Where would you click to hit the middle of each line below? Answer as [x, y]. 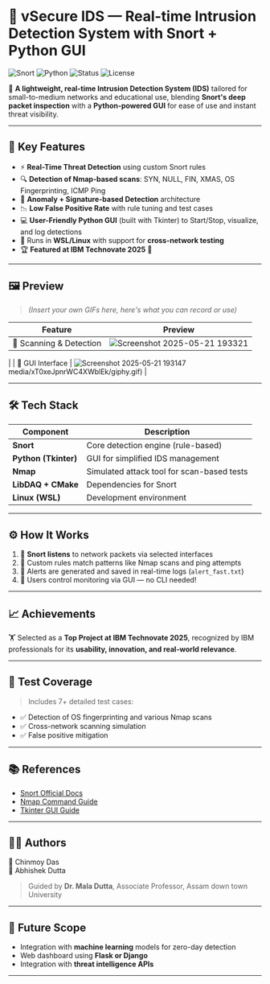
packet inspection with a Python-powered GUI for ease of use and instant [132, 105]
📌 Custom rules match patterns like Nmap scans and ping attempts [131, 563]
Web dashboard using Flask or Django [84, 956]
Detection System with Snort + [113, 33]
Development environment [136, 498]
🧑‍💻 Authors [37, 843]
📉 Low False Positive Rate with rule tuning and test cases [117, 208]
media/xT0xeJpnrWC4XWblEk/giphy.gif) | [78, 371]
